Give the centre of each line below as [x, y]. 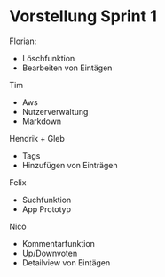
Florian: [23, 41]
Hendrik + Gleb [37, 138]
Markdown [42, 121]
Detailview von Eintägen [66, 262]
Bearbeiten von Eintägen [67, 68]
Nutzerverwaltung [55, 111]
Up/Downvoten [50, 253]
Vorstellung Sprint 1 [83, 16]
